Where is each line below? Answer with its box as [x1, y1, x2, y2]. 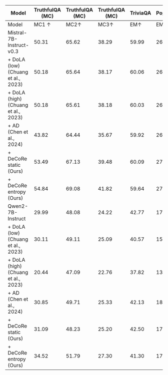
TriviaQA [129, 9, 151, 16]
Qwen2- [7, 203, 28, 209]
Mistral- [7, 29, 27, 36]
